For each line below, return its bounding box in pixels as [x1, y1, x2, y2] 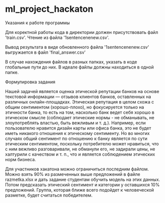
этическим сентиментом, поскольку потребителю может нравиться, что [5, 140, 159, 146]
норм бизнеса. [5, 156, 36, 162]
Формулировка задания [5, 79, 56, 85]
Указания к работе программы [5, 20, 70, 26]
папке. [5, 69, 19, 75]
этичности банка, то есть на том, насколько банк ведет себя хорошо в [5, 109, 155, 115]
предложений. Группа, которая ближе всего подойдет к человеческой [5, 187, 154, 193]
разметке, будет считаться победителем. [5, 192, 93, 198]
